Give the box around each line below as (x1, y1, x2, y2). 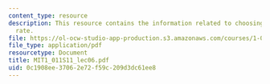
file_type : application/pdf (8, 42, 103, 50)
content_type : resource (8, 11, 88, 20)
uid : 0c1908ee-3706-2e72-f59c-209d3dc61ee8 (8, 64, 157, 72)
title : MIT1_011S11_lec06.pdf (8, 57, 110, 65)
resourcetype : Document (8, 49, 88, 57)
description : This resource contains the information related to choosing (8, 19, 264, 27)
